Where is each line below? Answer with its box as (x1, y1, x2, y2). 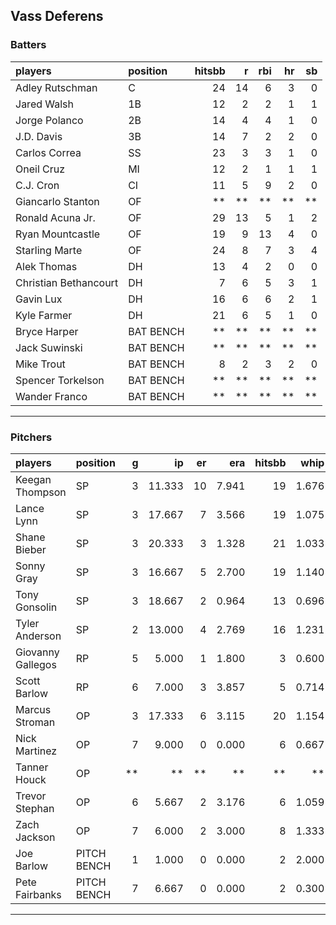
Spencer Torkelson (15, 373, 105, 387)
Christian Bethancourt (15, 275, 119, 289)
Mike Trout (15, 357, 66, 371)
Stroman (15, 715, 56, 729)
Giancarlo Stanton (15, 194, 100, 208)
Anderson (15, 629, 62, 643)
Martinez (15, 744, 58, 758)
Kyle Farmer (15, 308, 73, 322)
